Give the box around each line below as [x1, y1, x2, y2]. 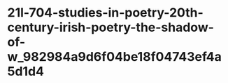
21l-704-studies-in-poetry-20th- [7, 5, 204, 21]
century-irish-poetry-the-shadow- [7, 19, 215, 35]
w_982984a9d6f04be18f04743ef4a [7, 49, 222, 65]
